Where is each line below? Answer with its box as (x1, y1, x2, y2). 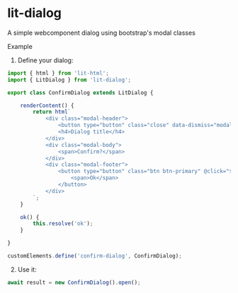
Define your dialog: (17, 55, 74, 65)
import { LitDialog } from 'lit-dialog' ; (7, 76, 132, 83)
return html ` (33, 109, 72, 116)
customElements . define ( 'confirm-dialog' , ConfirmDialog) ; (7, 253, 182, 260)
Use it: (17, 265, 37, 274)
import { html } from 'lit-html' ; (7, 70, 110, 77)
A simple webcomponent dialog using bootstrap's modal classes (7, 28, 196, 37)
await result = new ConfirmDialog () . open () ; (7, 279, 141, 286)
